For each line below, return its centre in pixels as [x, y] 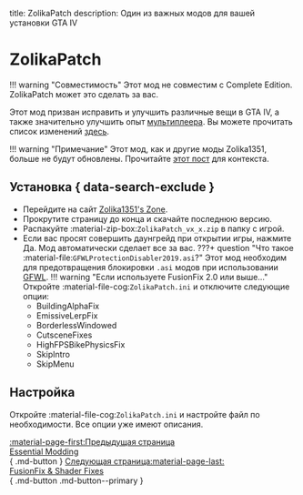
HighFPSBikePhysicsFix [81, 344]
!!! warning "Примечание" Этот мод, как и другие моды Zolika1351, [138, 148]
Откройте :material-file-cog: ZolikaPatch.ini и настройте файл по [135, 414]
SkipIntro [53, 354]
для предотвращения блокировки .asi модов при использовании [151, 267]
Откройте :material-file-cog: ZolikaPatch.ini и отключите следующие [156, 287]
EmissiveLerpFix [67, 315]
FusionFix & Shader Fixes [57, 470]
